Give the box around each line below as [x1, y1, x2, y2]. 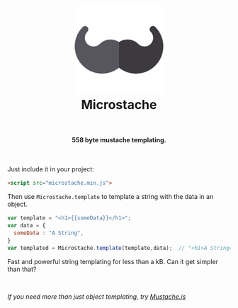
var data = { [7, 222, 46, 229]
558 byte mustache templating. [72, 135, 166, 144]
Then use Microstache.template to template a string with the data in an [7, 193, 214, 201]
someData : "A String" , [13, 229, 84, 237]
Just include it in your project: [7, 165, 94, 173]
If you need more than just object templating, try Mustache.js [7, 292, 186, 301]
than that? [7, 265, 37, 273]
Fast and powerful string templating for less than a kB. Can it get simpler [7, 257, 218, 266]
